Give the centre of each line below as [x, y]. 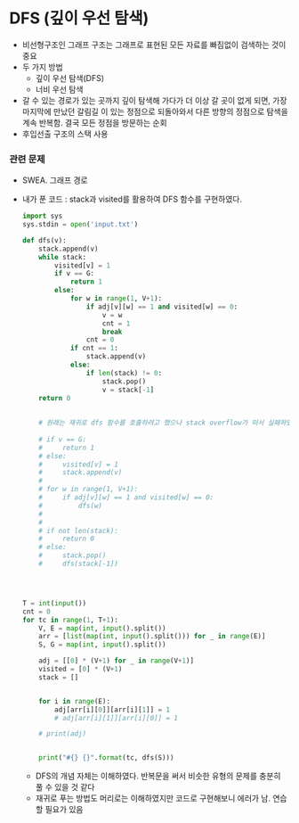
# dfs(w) [70, 506]
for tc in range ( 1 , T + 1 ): [70, 620]
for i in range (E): [75, 701]
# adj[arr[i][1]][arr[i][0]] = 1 [116, 718]
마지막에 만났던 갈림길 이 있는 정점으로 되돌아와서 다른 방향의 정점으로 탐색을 [155, 111]
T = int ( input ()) [54, 603]
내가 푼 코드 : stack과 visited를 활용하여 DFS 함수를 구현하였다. [132, 199]
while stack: [63, 257]
